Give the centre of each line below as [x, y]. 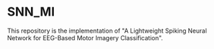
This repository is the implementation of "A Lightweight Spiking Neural [107, 31]
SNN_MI [31, 12]
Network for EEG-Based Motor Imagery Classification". [85, 37]
